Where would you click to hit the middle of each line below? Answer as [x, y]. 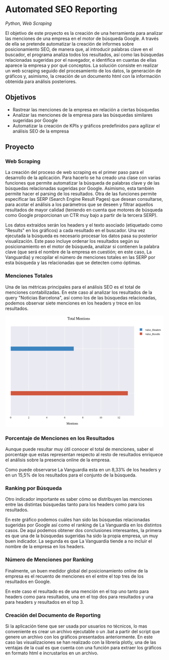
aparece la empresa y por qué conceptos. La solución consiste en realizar [82, 65]
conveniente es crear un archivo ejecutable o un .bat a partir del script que [82, 632]
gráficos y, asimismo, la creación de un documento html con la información [83, 76]
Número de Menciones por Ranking [49, 560]
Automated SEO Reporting [61, 9]
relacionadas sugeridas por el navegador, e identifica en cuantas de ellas [81, 60]
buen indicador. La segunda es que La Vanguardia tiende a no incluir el [79, 541]
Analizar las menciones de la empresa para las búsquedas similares [82, 115]
